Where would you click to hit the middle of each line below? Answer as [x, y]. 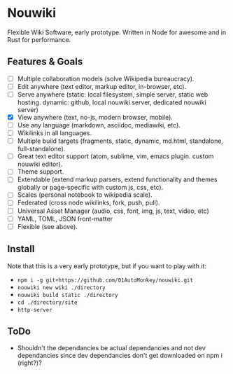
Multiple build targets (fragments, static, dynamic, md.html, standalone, [120, 141]
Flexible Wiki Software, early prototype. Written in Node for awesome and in [117, 32]
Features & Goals [45, 62]
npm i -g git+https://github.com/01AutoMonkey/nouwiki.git [105, 280]
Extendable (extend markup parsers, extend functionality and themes [117, 179]
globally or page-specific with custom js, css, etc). [90, 188]
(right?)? [29, 363]
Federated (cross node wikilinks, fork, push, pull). [89, 203]
